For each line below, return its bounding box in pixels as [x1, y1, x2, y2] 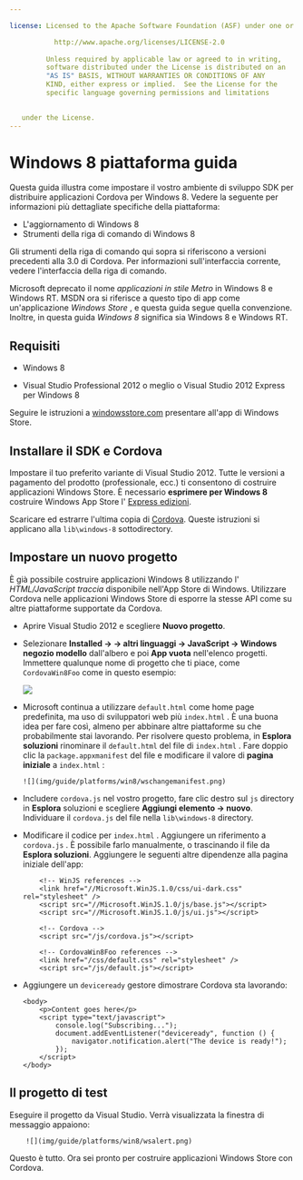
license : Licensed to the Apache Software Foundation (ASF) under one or [9, 21, 295, 30]
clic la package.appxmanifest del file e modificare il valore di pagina [22, 750, 274, 761]
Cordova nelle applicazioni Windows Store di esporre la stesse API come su [9, 593, 292, 604]
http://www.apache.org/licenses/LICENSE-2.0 [54, 37, 225, 46]
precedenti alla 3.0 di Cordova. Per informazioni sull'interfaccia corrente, [9, 256, 281, 267]
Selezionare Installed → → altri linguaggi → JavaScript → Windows [22, 637, 278, 649]
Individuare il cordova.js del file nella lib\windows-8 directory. [22, 811, 254, 822]
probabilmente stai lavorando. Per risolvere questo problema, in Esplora [22, 730, 292, 741]
